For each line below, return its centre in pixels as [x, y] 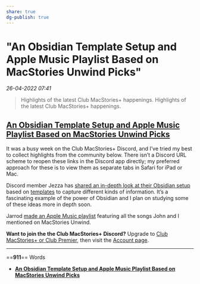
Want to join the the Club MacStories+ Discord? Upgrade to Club [87, 234]
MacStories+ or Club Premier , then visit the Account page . [78, 240]
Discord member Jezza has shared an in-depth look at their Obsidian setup [98, 186]
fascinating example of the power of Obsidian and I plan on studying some [97, 198]
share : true [21, 12]
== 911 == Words [26, 257]
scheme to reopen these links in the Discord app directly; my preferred [93, 161]
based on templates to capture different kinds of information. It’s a [87, 192]
